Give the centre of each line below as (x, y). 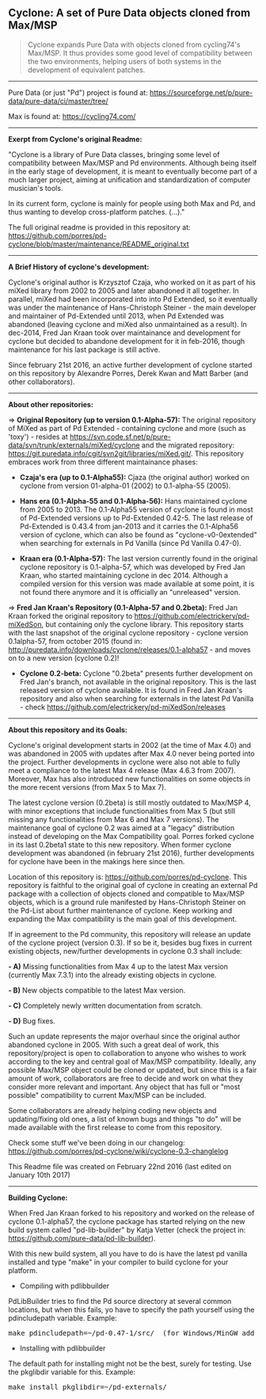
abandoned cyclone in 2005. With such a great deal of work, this (114, 1044)
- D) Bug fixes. (32, 1020)
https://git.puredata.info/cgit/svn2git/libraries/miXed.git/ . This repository (126, 453)
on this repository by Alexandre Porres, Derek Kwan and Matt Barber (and (128, 373)
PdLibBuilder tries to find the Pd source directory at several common (120, 1301)
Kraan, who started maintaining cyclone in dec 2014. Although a (123, 575)
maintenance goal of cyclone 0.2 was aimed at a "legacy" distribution (122, 828)
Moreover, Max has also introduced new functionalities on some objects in (129, 779)
